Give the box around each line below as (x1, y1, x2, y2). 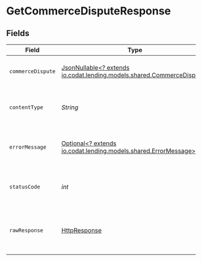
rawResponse (9, 227, 44, 233)
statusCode (9, 184, 40, 190)
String (61, 103, 79, 112)
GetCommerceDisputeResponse (6, 4, 171, 18)
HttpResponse (61, 226, 102, 235)
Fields (6, 28, 30, 38)
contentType (9, 104, 44, 110)
